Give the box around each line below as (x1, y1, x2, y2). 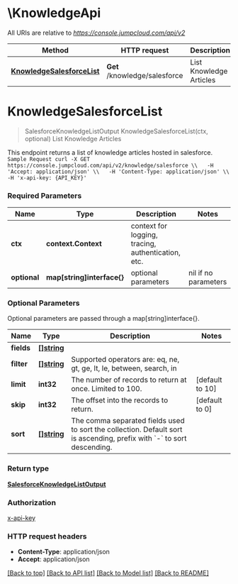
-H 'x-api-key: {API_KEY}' (7, 174, 87, 182)
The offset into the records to (70, 395, 169, 405)
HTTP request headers (7, 531, 87, 541)
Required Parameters (7, 190, 82, 200)
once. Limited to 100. (70, 384, 142, 394)
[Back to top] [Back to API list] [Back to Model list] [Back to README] (7, 569, 209, 578)
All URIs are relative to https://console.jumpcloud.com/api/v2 (7, 28, 186, 37)
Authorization (7, 497, 57, 507)
